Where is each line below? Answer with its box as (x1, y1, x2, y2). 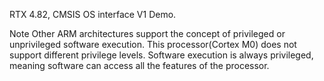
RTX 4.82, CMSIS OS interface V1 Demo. (9, 9, 177, 20)
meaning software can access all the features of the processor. (9, 60, 270, 71)
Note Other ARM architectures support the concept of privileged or (9, 28, 286, 39)
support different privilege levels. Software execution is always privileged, (9, 49, 314, 61)
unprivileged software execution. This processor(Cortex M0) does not (9, 39, 297, 50)
